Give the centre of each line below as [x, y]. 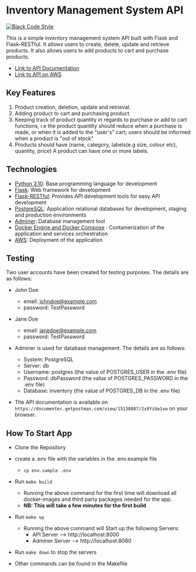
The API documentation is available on [61, 402]
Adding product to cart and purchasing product [72, 113]
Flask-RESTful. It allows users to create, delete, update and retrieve [88, 44]
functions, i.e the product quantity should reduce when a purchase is [98, 126]
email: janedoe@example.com [60, 331]
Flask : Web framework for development [62, 189]
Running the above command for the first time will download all [100, 493]
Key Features [31, 93]
